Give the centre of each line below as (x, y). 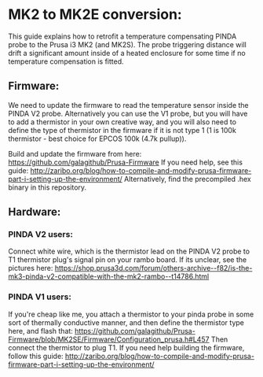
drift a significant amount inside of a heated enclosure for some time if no (127, 53)
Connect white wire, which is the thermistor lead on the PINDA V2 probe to (129, 251)
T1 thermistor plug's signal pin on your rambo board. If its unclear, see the (128, 260)
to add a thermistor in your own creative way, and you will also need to (122, 122)
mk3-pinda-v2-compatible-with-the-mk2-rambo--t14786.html (109, 276)
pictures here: (31, 268)
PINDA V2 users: (40, 235)
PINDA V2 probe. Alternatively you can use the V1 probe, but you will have (128, 113)
